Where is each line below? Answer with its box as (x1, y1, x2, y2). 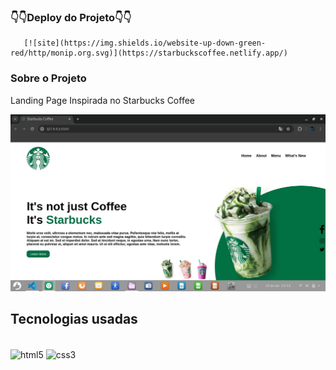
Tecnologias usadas (10, 310, 138, 327)
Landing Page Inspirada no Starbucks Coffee (10, 94, 195, 106)
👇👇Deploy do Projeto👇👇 (10, 10, 132, 24)
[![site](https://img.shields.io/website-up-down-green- (23, 38, 267, 49)
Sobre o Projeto (10, 71, 87, 85)
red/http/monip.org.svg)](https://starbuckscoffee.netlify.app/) (10, 48, 288, 59)
